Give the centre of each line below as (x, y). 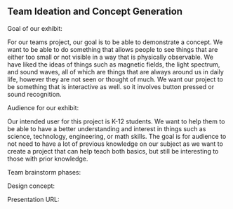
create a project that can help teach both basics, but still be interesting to (113, 151)
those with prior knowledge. (48, 159)
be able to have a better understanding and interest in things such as (107, 128)
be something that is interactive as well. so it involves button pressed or (111, 86)
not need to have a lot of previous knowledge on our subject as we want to (115, 144)
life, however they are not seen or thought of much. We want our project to (115, 79)
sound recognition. (34, 94)
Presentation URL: (33, 199)
